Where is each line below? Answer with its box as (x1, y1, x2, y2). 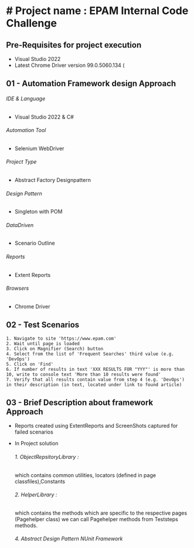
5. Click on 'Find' (6, 361, 54, 367)
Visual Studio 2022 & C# (14, 113, 74, 120)
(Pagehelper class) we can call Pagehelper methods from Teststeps (14, 515, 179, 523)
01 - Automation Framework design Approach (6, 79, 176, 89)
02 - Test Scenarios (6, 320, 80, 330)
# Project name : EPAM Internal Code (6, 4, 189, 18)
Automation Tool (6, 127, 46, 134)
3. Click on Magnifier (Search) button (6, 346, 104, 351)
